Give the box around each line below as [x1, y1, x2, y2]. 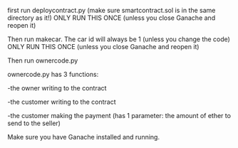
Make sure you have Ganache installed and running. [7, 133, 160, 141]
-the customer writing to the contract [7, 97, 116, 106]
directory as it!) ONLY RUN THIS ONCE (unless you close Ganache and [7, 14, 216, 22]
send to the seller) [7, 119, 61, 127]
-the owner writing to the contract [7, 84, 107, 92]
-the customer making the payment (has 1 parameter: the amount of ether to [7, 112, 232, 120]
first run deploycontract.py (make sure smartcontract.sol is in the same [7, 6, 216, 14]
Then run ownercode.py [7, 56, 78, 65]
